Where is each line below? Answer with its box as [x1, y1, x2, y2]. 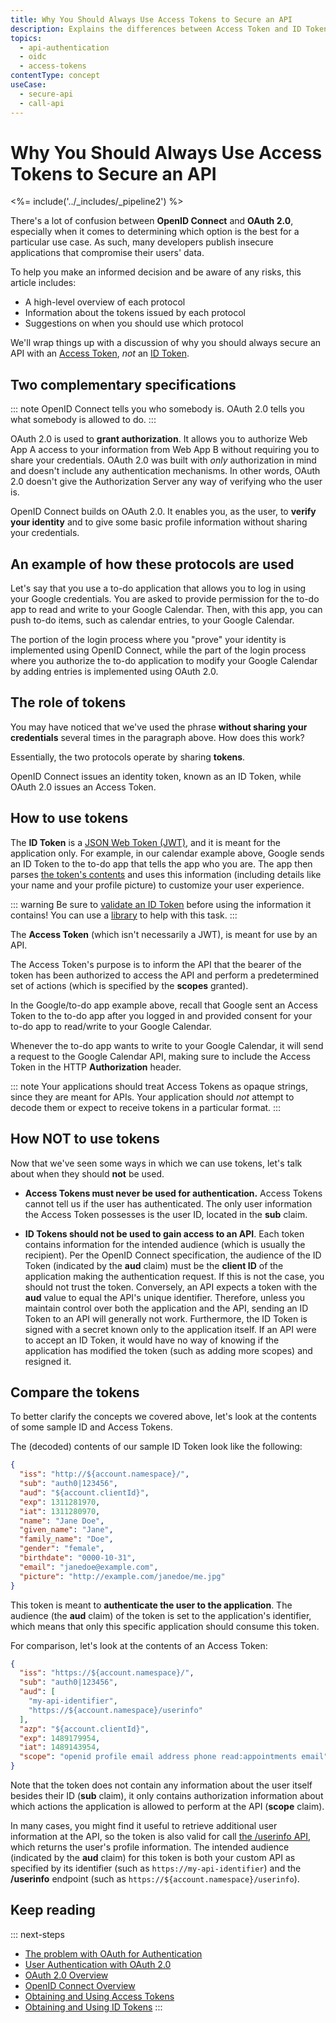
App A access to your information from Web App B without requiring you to [10, 444, 320, 456]
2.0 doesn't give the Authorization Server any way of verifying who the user [10, 476, 323, 488]
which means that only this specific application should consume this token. [10, 1620, 320, 1632]
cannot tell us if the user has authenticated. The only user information [24, 1197, 313, 1210]
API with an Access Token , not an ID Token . [10, 347, 190, 360]
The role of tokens [10, 694, 127, 711]
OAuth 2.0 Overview [24, 1969, 109, 1981]
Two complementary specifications [10, 376, 237, 393]
